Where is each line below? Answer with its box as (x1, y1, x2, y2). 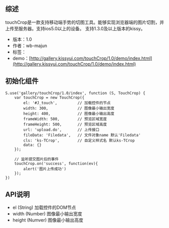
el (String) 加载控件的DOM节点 (12, 204, 77, 211)
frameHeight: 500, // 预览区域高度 (23, 122, 107, 127)
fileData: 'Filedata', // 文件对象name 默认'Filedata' (23, 132, 141, 138)
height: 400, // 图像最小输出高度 (23, 111, 115, 116)
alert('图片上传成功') (23, 166, 67, 171)
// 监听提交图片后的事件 (14, 156, 59, 162)
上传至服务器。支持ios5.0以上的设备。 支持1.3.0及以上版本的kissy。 (5, 25, 145, 31)
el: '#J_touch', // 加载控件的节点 (23, 100, 111, 105)
